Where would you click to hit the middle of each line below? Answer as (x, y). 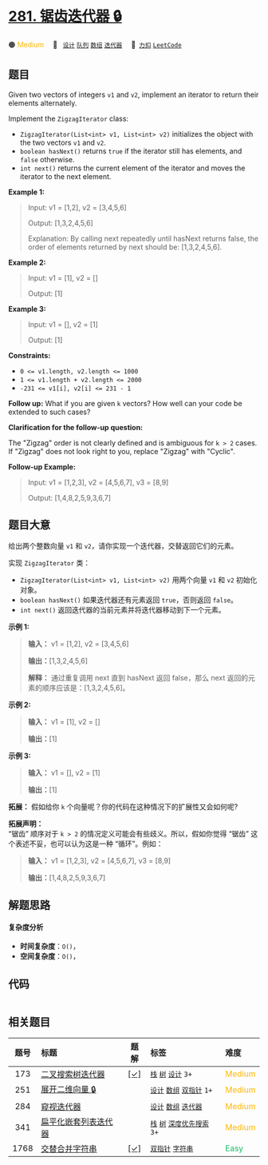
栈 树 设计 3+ (171, 1074)
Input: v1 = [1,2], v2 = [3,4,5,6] (77, 207)
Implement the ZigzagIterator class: (69, 118)
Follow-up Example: (42, 467)
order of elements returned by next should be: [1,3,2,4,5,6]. (125, 247)
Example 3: (27, 309)
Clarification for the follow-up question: (76, 427)
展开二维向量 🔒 (69, 1089)
